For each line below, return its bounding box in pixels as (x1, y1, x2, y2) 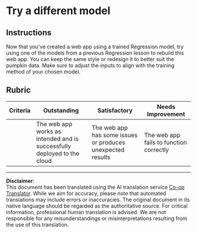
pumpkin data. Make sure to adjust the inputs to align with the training (6, 62, 175, 69)
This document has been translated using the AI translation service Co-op (6, 184, 185, 191)
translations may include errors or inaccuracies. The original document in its (6, 196, 190, 203)
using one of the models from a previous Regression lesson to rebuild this (6, 49, 184, 56)
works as (36, 127, 62, 135)
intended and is (36, 134, 79, 142)
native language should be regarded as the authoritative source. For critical (6, 202, 188, 209)
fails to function (144, 138, 187, 147)
